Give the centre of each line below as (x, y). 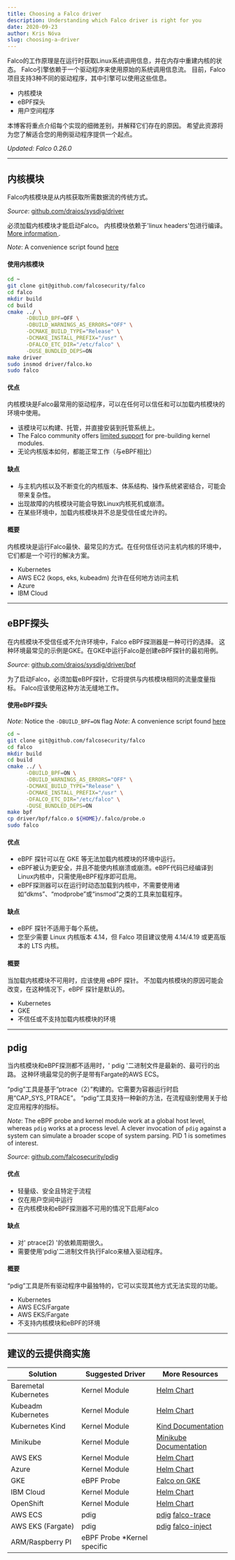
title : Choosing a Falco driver (54, 14)
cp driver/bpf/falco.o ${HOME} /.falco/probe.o (76, 819)
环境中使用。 (26, 413)
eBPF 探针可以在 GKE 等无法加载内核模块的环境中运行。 (98, 859)
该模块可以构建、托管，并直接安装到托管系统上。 (88, 428)
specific (94, 1546)
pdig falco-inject (184, 1526)
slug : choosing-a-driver (43, 40)
